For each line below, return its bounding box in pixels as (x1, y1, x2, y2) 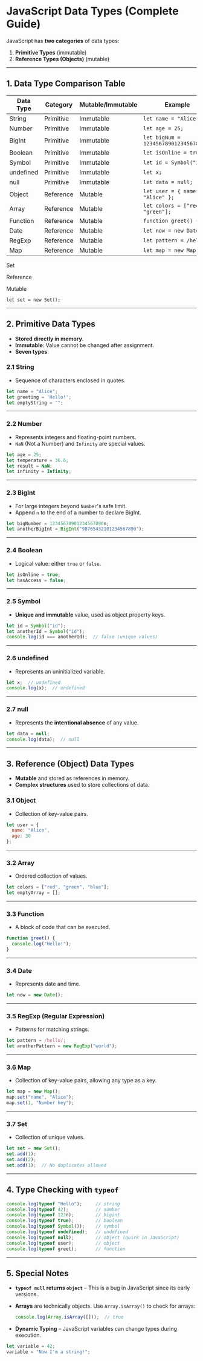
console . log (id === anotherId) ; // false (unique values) (6, 634, 158, 640)
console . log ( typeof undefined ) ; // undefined (6, 1229, 129, 1235)
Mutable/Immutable (79, 100, 138, 108)
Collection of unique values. (14, 1134, 85, 1141)
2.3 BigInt (6, 489, 36, 497)
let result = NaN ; (6, 463, 53, 469)
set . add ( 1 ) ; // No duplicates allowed (6, 1162, 107, 1168)
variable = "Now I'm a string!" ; (6, 1349, 91, 1355)
